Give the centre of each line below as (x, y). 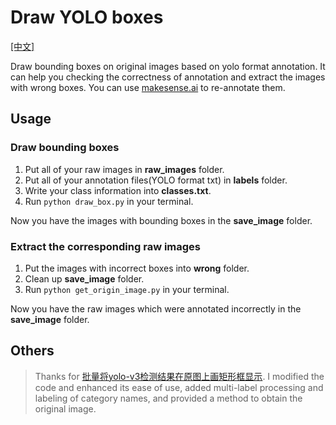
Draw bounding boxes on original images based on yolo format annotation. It (168, 66)
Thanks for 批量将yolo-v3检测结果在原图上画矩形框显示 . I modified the (179, 376)
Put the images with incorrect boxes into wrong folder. (137, 268)
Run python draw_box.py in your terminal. (109, 201)
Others (32, 351)
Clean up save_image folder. (84, 278)
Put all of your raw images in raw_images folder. (124, 169)
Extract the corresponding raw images (106, 246)
